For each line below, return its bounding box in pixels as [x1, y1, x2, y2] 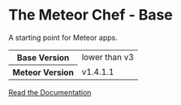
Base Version [16, 51, 70, 63]
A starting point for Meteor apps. [8, 33, 118, 42]
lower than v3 [81, 51, 134, 63]
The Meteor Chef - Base [8, 6, 173, 24]
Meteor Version [12, 67, 75, 78]
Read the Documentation [8, 87, 92, 97]
